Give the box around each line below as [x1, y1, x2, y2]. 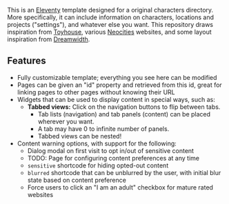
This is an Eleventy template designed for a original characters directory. [7, 6, 214, 14]
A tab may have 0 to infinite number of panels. [37, 124, 170, 133]
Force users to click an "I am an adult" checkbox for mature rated [27, 183, 214, 192]
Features [7, 55, 46, 67]
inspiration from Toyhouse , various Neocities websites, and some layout [7, 28, 212, 36]
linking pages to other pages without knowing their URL [17, 88, 176, 96]
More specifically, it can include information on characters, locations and [7, 13, 215, 21]
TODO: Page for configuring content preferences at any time [27, 154, 200, 162]
